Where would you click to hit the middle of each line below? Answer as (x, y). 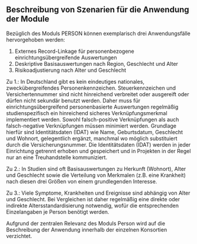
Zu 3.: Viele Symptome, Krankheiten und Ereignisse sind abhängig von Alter (98, 193)
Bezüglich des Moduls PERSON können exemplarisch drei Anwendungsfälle (98, 33)
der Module (28, 19)
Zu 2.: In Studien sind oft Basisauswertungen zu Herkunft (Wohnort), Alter (96, 169)
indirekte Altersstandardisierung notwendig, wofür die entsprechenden (93, 205)
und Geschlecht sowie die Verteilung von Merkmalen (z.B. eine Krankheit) (96, 175)
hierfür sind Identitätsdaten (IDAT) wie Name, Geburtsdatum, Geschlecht (95, 132)
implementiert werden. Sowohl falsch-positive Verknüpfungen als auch (93, 119)
